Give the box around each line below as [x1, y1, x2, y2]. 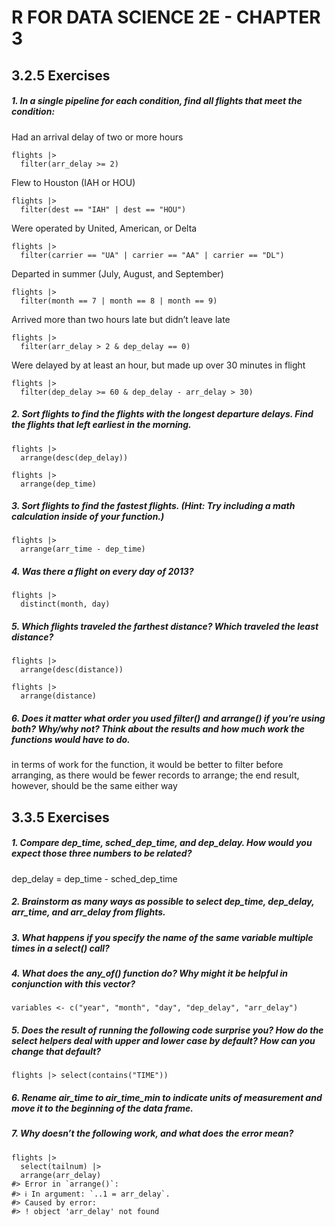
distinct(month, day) [20, 599, 111, 610]
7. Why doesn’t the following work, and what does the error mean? [11, 1127, 294, 1140]
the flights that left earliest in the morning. [11, 419, 192, 431]
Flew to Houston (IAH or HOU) [11, 176, 136, 188]
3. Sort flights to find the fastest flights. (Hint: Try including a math [11, 500, 296, 512]
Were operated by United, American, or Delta [11, 222, 198, 234]
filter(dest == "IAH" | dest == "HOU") [20, 204, 187, 215]
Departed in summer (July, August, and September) [11, 267, 224, 280]
